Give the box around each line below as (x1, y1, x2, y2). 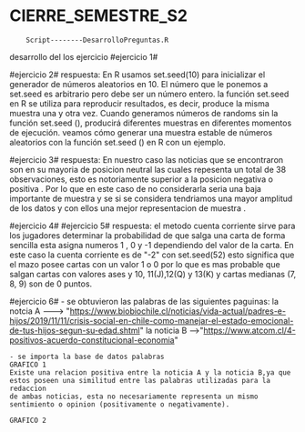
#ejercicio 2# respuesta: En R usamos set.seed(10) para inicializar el (9, 69, 266, 80)
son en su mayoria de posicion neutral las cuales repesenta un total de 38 (9, 164, 287, 175)
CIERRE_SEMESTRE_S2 (9, 5, 188, 26)
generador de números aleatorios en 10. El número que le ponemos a (9, 78, 269, 89)
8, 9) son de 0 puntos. (9, 278, 93, 289)
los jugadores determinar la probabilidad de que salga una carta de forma (9, 229, 286, 241)
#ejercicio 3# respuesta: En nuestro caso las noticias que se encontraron (9, 154, 284, 165)
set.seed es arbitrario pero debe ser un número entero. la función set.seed (9, 88, 290, 99)
